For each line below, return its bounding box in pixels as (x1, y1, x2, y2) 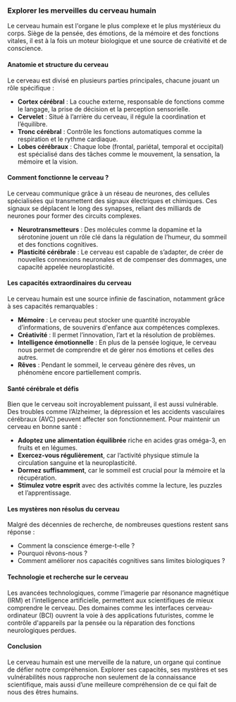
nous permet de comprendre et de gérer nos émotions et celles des (17, 345, 214, 354)
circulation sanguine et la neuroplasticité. (17, 459, 137, 467)
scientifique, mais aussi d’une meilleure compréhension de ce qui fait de (7, 680, 217, 689)
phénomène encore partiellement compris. (17, 368, 142, 376)
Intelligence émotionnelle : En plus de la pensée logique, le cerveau (17, 338, 217, 346)
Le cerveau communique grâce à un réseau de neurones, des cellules (7, 189, 210, 198)
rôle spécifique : (7, 83, 54, 92)
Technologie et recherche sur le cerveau (7, 572, 129, 581)
